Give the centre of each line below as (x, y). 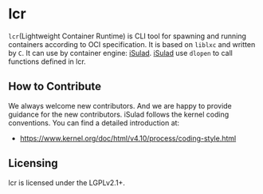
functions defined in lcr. (47, 61)
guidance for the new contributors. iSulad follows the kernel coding (119, 114)
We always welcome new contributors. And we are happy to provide (120, 105)
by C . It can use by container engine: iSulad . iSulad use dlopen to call (120, 53)
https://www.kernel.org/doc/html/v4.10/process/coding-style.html (128, 138)
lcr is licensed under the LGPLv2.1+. (67, 182)
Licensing (33, 163)
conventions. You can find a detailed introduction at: (94, 123)
